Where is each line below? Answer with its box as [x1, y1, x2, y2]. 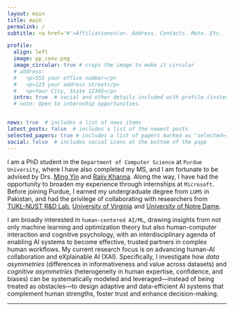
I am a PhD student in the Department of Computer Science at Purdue [7, 157, 203, 166]
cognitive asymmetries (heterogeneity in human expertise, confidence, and [7, 267, 224, 276]
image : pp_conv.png [13, 55, 70, 63]
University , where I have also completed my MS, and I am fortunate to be [7, 165, 219, 173]
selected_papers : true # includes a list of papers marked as [7, 131, 192, 139]
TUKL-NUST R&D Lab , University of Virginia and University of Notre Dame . [7, 202, 221, 210]
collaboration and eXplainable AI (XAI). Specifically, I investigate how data [7, 252, 219, 261]
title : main [7, 17, 42, 24]
